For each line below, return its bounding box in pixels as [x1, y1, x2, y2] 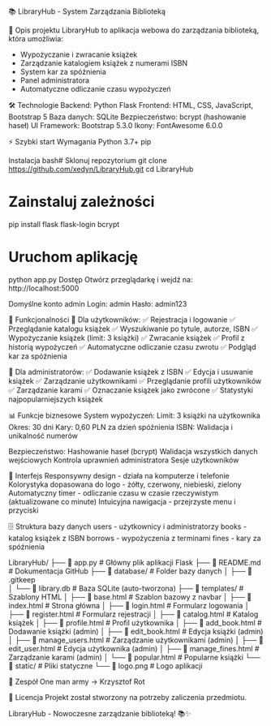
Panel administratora [19, 75, 90, 85]
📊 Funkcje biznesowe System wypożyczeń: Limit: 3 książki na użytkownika [8, 410, 261, 420]
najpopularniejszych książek [8, 394, 103, 404]
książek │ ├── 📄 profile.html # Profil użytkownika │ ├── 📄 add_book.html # [8, 617, 262, 627]
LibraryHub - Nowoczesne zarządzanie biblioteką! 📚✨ [8, 708, 191, 718]
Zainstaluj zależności [8, 193, 155, 211]
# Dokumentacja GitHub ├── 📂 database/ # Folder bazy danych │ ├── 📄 [8, 566, 253, 576]
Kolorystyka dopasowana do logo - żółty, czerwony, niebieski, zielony [8, 479, 242, 489]
